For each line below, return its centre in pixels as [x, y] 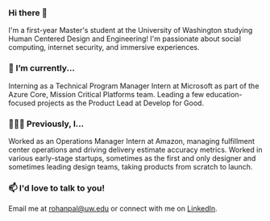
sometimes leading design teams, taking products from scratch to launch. [131, 166]
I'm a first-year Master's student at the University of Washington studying [131, 31]
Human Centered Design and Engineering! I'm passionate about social [125, 39]
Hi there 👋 [28, 13]
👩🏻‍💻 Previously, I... [46, 124]
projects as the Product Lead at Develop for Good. [120, 103]
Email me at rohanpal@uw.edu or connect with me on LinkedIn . [113, 209]
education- [224, 94]
